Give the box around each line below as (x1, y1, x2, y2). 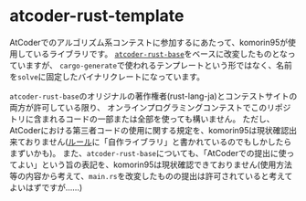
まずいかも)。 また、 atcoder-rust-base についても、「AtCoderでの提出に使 (9, 147, 287, 158)
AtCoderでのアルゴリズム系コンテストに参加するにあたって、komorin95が (9, 37, 289, 48)
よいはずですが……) (9, 182, 83, 193)
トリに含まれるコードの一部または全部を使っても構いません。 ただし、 (9, 113, 276, 124)
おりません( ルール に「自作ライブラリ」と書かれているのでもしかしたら (25, 136, 292, 147)
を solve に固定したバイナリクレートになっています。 (9, 70, 206, 82)
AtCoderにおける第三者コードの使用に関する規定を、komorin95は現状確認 (9, 124, 290, 135)
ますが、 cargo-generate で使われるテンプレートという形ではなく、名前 (25, 59, 292, 70)
